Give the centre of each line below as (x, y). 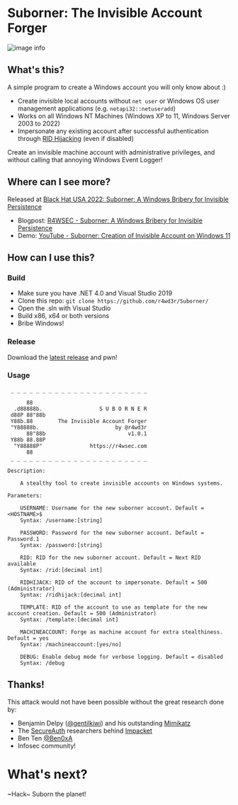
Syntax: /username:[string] (61, 520)
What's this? (36, 70)
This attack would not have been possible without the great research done (116, 702)
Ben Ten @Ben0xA (45, 738)
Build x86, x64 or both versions (63, 316)
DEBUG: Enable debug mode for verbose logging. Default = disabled (121, 657)
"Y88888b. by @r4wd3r (79, 427)
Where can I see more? (59, 182)
